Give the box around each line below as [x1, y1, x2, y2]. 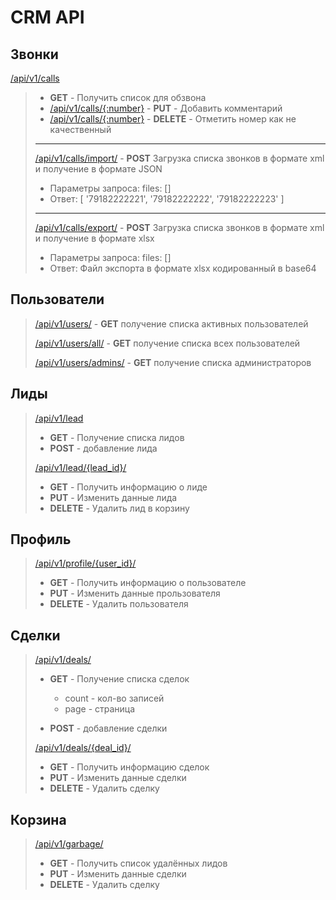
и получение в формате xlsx [34, 232, 155, 244]
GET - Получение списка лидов [49, 431, 185, 443]
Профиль [10, 531, 72, 548]
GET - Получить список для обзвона [49, 92, 207, 103]
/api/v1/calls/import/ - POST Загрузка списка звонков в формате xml [34, 152, 325, 164]
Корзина [10, 811, 67, 828]
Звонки [10, 46, 59, 63]
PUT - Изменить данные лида [49, 491, 178, 503]
